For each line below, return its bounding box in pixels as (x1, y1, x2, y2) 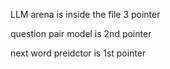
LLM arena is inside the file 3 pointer (10, 9, 161, 20)
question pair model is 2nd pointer (10, 28, 152, 39)
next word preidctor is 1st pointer (10, 47, 147, 59)
